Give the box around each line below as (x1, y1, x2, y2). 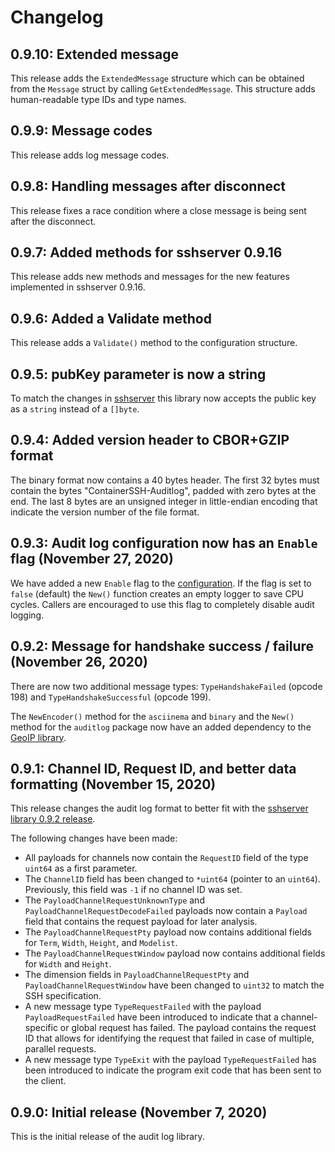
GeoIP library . (10, 731, 67, 743)
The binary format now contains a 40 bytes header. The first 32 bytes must (10, 474, 320, 486)
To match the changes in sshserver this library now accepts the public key (10, 392, 317, 405)
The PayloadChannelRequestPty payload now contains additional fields (24, 926, 312, 938)
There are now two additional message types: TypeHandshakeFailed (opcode (10, 680, 323, 692)
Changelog (10, 6, 104, 29)
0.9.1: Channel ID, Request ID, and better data (10, 760, 297, 777)
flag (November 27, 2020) (10, 551, 174, 568)
